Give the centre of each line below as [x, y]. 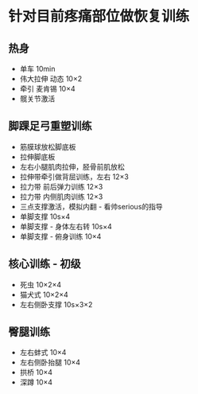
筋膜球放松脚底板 [48, 146]
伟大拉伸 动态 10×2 [50, 79]
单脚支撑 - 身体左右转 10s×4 [66, 226]
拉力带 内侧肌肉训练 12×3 [61, 197]
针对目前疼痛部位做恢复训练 [99, 16]
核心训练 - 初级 [45, 264]
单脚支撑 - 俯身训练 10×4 [60, 236]
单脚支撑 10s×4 [45, 217]
